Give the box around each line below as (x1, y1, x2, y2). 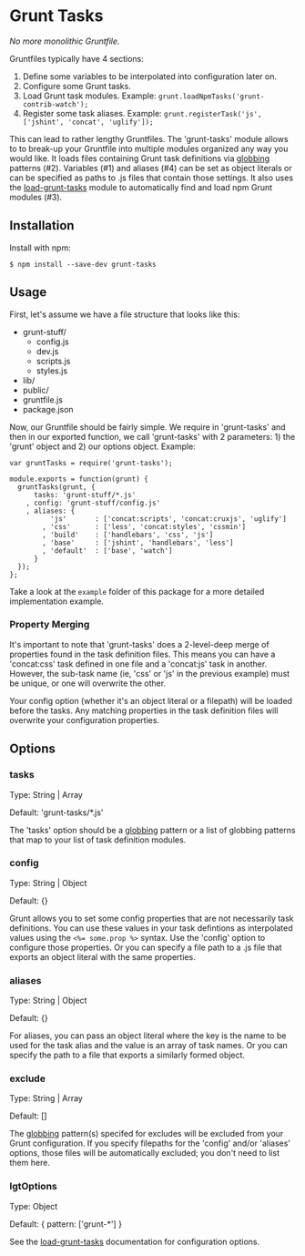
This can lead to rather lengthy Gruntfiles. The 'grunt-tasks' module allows (9, 133, 289, 144)
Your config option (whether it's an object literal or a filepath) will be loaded (9, 695, 293, 706)
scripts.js (36, 355, 71, 366)
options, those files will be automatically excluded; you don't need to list (9, 1148, 280, 1159)
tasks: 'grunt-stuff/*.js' (33, 490, 137, 499)
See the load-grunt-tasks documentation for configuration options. (9, 1236, 260, 1247)
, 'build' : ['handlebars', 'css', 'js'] (42, 530, 214, 539)
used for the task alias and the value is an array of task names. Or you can (9, 1040, 289, 1051)
